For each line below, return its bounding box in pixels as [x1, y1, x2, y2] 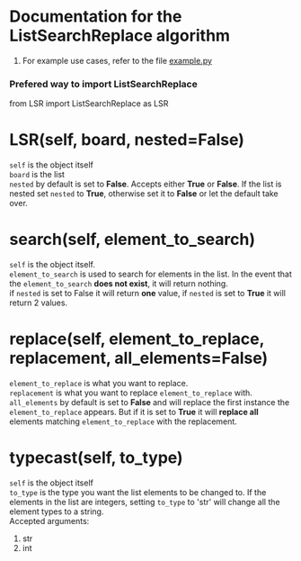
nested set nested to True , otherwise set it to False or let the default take [9, 188, 279, 199]
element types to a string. [9, 506, 104, 517]
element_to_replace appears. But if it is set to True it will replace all [9, 407, 259, 418]
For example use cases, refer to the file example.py [22, 55, 213, 66]
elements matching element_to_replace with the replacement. [9, 416, 238, 427]
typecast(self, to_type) [9, 448, 183, 468]
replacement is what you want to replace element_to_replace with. [9, 387, 253, 398]
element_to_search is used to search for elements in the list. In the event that [9, 268, 292, 280]
